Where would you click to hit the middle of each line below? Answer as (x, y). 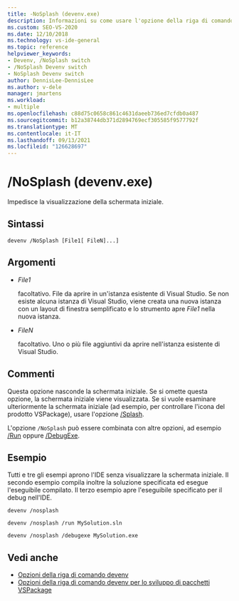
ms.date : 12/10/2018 (38, 34)
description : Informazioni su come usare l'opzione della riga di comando (121, 21)
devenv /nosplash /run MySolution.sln (65, 523)
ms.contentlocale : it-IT (44, 133)
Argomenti (31, 262)
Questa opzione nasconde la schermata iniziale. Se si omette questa (107, 391)
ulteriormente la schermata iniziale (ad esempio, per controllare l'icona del (116, 406)
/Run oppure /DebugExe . (44, 435)
